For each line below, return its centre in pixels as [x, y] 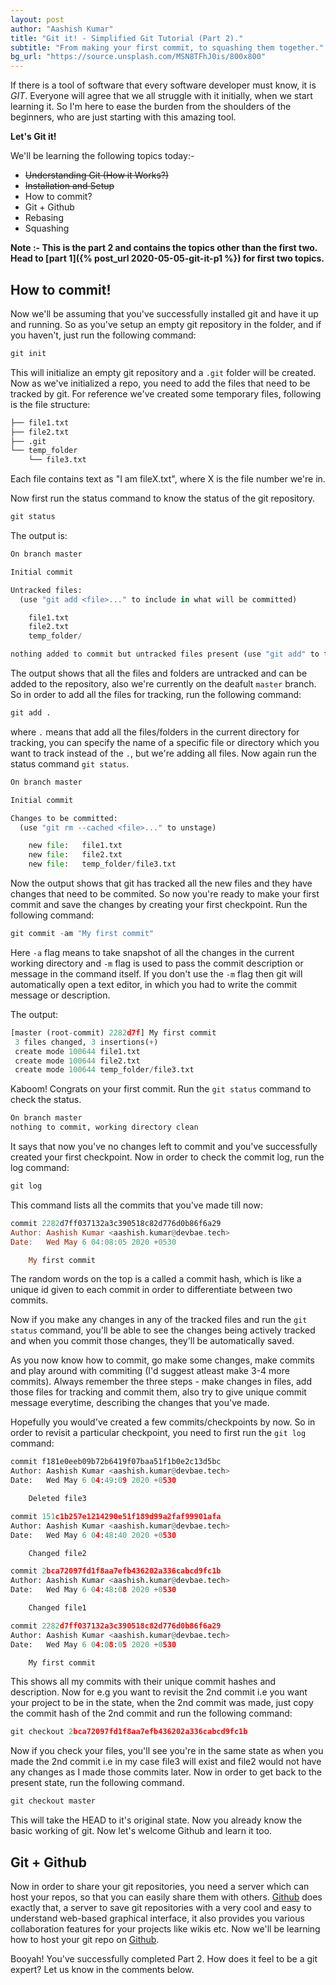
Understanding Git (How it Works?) [97, 175]
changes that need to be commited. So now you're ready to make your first [165, 894]
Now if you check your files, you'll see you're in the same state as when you [167, 1751]
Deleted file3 [57, 1499]
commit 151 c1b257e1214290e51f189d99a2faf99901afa [116, 1516]
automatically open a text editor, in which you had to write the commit [154, 984]
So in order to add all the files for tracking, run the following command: [156, 695]
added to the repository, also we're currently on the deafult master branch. [163, 684]
